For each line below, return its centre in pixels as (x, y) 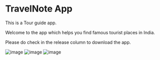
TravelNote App (39, 9)
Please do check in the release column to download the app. (68, 42)
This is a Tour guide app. (31, 23)
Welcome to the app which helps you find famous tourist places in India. (80, 32)
